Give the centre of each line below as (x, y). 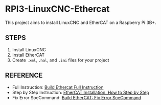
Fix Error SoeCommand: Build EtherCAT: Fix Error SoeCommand (77, 97)
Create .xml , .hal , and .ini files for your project (60, 60)
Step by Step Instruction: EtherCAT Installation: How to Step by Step (80, 92)
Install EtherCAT (28, 55)
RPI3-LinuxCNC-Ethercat (57, 9)
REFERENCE (24, 75)
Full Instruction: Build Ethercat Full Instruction (58, 87)
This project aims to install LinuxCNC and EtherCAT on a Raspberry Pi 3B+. (81, 22)
